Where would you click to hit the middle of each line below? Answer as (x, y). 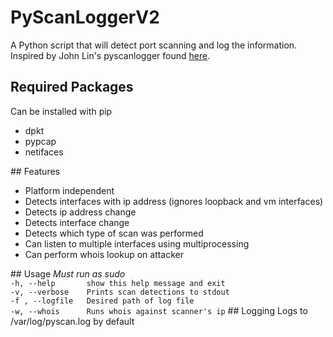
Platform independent (69, 190)
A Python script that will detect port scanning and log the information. (154, 45)
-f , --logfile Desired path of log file (102, 301)
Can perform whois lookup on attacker (104, 254)
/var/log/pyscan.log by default (72, 321)
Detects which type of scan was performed (114, 233)
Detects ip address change (80, 212)
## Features (35, 171)
